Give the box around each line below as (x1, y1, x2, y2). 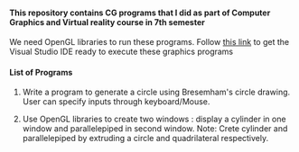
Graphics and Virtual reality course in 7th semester (9, 16, 205, 27)
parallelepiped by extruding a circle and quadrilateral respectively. (22, 133, 269, 144)
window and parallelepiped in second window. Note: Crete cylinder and (22, 123, 288, 134)
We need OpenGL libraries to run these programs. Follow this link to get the (9, 37, 290, 48)
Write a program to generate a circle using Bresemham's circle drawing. (22, 86, 291, 98)
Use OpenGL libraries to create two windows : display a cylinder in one (22, 113, 286, 125)
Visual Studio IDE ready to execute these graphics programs (9, 46, 234, 58)
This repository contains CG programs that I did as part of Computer (9, 7, 271, 18)
